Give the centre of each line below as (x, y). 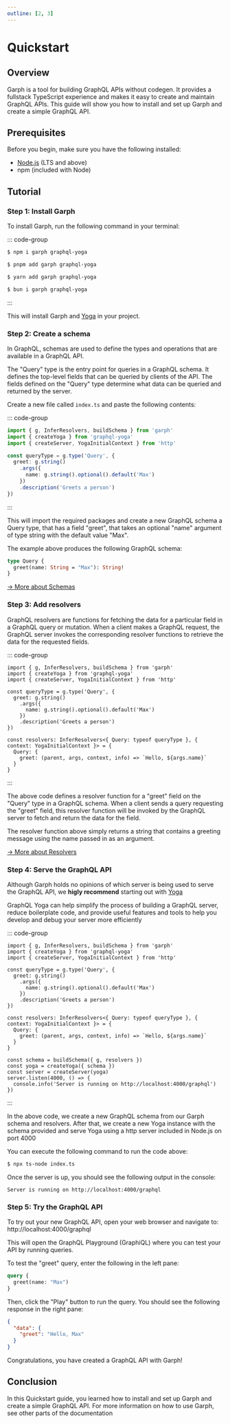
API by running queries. (41, 1250)
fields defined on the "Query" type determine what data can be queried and (114, 384)
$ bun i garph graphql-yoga (47, 289)
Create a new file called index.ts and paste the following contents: (102, 404)
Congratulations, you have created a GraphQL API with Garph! (95, 1360)
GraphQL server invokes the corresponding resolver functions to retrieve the (115, 634)
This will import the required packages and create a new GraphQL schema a (115, 521)
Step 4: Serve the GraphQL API (59, 869)
